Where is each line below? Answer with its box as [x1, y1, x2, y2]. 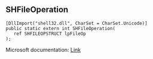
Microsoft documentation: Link [5, 46, 81, 53]
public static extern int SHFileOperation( [5, 25, 116, 31]
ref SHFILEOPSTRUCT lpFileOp [13, 31, 86, 37]
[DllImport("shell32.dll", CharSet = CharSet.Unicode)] [5, 20, 148, 26]
